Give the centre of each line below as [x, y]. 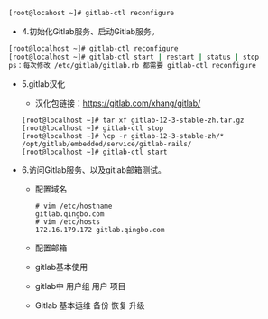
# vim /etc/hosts [68, 221]
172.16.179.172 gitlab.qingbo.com [100, 230]
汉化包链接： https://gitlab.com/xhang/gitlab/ [118, 103]
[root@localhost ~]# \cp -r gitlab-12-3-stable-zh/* [123, 136]
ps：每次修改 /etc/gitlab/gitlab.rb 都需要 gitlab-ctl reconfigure [132, 65]
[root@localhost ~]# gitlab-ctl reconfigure [93, 48]
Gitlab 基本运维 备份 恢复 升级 [90, 305]
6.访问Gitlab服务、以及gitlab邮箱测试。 [93, 169]
